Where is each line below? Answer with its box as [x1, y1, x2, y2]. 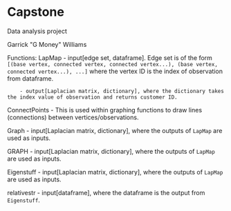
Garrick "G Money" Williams [7, 40, 87, 48]
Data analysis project [7, 27, 67, 35]
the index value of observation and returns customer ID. [7, 94, 178, 101]
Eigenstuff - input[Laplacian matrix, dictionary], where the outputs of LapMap [7, 168, 223, 176]
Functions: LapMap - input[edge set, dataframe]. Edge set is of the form [7, 53, 213, 62]
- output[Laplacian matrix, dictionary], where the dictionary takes [19, 88, 225, 94]
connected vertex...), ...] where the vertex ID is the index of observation [7, 67, 223, 75]
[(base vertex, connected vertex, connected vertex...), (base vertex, [7, 61, 218, 68]
